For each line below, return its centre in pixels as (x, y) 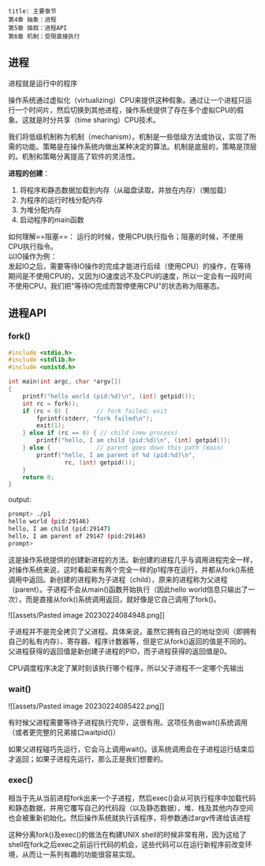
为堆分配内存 (40, 210)
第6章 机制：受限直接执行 (44, 36)
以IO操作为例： (33, 256)
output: (20, 500)
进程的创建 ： (29, 173)
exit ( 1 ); (51, 425)
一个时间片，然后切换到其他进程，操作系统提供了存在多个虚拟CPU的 (126, 110)
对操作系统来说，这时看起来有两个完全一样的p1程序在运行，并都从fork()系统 (131, 569)
